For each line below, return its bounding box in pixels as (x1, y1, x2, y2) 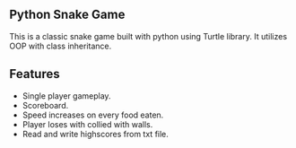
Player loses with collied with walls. (22, 118, 153, 129)
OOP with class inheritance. (9, 40, 112, 51)
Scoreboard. (22, 100, 69, 110)
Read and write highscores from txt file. (22, 128, 169, 139)
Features (9, 66, 60, 82)
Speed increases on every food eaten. (22, 109, 164, 120)
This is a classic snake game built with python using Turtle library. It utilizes (9, 30, 288, 41)
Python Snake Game (9, 7, 126, 22)
